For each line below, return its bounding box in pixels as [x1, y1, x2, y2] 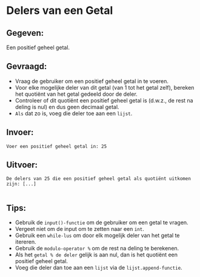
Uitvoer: [6, 160, 38, 170]
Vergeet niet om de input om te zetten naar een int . [15, 225, 144, 233]
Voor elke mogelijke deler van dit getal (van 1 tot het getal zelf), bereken [15, 84, 195, 91]
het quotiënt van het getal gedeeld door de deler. [15, 90, 138, 98]
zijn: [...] [6, 181, 36, 187]
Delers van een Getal [6, 4, 113, 18]
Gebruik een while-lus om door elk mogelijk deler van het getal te [15, 232, 180, 239]
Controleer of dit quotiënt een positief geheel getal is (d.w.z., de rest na [15, 96, 193, 104]
